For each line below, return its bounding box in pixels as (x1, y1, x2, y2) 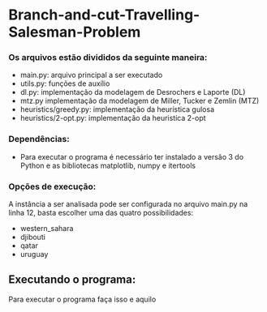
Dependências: (8, 134, 71, 145)
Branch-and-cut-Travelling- (8, 6, 200, 24)
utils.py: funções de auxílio (19, 79, 110, 88)
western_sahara (19, 224, 74, 233)
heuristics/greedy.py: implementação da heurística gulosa (19, 105, 215, 114)
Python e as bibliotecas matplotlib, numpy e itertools (19, 160, 196, 170)
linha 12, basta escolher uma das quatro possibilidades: (8, 208, 193, 218)
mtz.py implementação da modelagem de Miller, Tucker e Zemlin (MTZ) (19, 96, 260, 106)
